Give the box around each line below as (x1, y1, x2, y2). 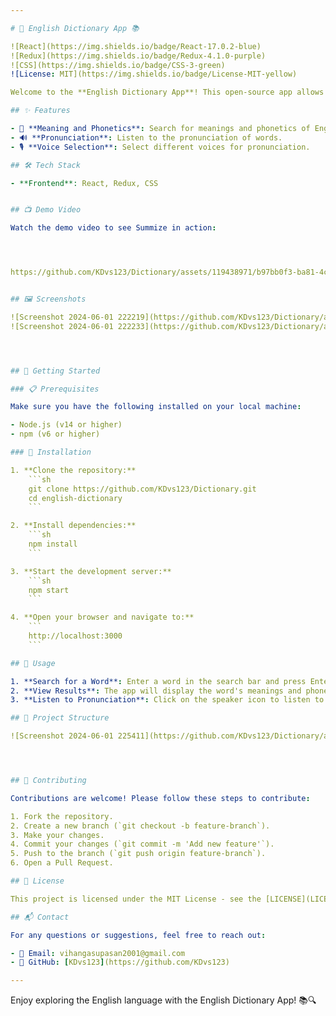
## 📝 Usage (10, 658, 56, 668)
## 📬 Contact (10, 912, 70, 922)
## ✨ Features (10, 106, 71, 116)
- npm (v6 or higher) (10, 429, 101, 440)
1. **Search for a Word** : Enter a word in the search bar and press (10, 676, 307, 686)
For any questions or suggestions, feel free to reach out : (10, 930, 267, 940)
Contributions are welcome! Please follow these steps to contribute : (10, 793, 311, 803)
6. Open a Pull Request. (10, 858, 114, 868)
